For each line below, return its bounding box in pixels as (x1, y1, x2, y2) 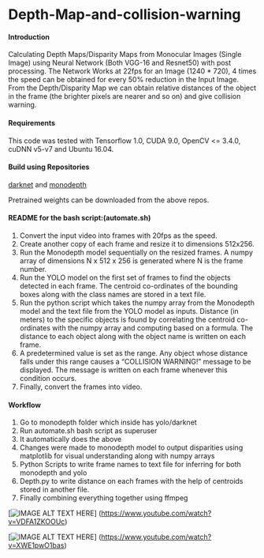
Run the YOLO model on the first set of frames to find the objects (19, 273, 231, 282)
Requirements (8, 118, 56, 127)
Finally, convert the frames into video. (19, 382, 143, 391)
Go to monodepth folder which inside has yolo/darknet (19, 417, 197, 428)
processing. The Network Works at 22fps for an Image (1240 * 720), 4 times (8, 66, 257, 76)
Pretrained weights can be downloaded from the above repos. (8, 195, 210, 205)
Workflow (8, 400, 42, 409)
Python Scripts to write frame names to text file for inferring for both (19, 460, 242, 469)
